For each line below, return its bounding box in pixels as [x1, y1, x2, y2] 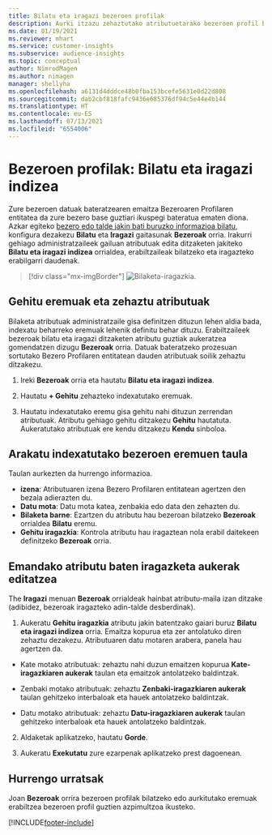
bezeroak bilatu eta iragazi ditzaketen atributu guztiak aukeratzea [8, 333, 227, 343]
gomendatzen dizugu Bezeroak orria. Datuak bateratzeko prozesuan [8, 342, 237, 352]
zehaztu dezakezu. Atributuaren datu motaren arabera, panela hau [19, 636, 242, 645]
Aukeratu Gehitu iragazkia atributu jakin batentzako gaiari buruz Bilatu [19, 618, 257, 628]
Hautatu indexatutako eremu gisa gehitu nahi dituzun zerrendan [19, 406, 233, 416]
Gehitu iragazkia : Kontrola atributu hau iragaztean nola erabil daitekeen [19, 528, 260, 537]
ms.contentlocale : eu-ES [8, 110, 92, 118]
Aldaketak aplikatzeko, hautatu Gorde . [19, 733, 148, 743]
